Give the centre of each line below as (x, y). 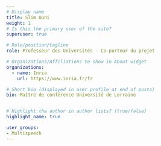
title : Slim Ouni (28, 17)
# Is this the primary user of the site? (59, 29)
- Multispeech (24, 133)
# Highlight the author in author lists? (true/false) (77, 111)
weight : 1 (19, 23)
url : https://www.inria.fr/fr (55, 78)
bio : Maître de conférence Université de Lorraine (71, 95)
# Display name (25, 12)
